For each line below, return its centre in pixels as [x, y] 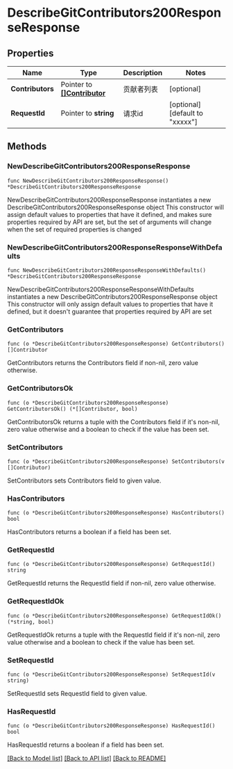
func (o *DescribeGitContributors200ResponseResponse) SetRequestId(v [111, 675]
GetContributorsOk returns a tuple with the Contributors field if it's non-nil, [114, 421]
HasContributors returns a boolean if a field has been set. [89, 532]
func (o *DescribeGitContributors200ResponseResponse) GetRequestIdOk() [114, 616]
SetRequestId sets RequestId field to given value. [77, 694]
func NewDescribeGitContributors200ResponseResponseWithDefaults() [107, 270]
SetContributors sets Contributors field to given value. [84, 480]
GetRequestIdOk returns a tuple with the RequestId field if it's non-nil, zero [114, 635]
